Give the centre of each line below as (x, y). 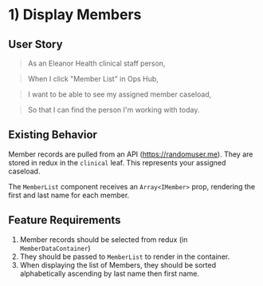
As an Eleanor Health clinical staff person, (96, 63)
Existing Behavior (53, 135)
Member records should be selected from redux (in (104, 239)
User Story (35, 44)
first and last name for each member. (69, 195)
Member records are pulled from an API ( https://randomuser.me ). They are (131, 154)
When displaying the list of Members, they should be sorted (118, 264)
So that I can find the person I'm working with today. (114, 110)
